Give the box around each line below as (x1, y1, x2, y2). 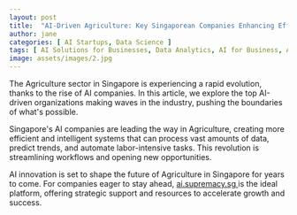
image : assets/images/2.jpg (9, 54, 113, 63)
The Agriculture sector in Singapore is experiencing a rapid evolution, (9, 79, 263, 88)
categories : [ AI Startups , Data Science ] (9, 37, 172, 47)
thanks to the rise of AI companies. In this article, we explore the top (9, 88, 258, 98)
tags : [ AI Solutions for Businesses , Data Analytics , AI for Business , (9, 46, 283, 55)
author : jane (9, 29, 57, 38)
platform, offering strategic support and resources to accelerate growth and (9, 188, 286, 198)
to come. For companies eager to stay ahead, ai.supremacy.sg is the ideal (9, 179, 278, 188)
